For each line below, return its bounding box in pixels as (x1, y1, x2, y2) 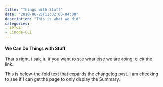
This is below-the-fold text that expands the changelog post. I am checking (5, 71, 159, 77)
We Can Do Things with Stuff (5, 45, 66, 51)
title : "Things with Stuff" (5, 7, 63, 12)
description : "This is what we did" (5, 16, 81, 21)
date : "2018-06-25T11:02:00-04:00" (5, 12, 79, 17)
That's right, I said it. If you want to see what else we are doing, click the (5, 56, 152, 62)
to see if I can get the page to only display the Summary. (5, 76, 120, 82)
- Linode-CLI (5, 30, 32, 35)
